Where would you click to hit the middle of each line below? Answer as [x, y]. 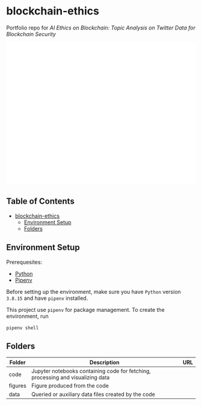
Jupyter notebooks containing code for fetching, [91, 371]
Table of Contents [41, 202]
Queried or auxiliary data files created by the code [93, 394]
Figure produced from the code [70, 386]
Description [104, 362]
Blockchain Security [31, 34]
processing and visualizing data [71, 377]
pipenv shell [23, 328]
